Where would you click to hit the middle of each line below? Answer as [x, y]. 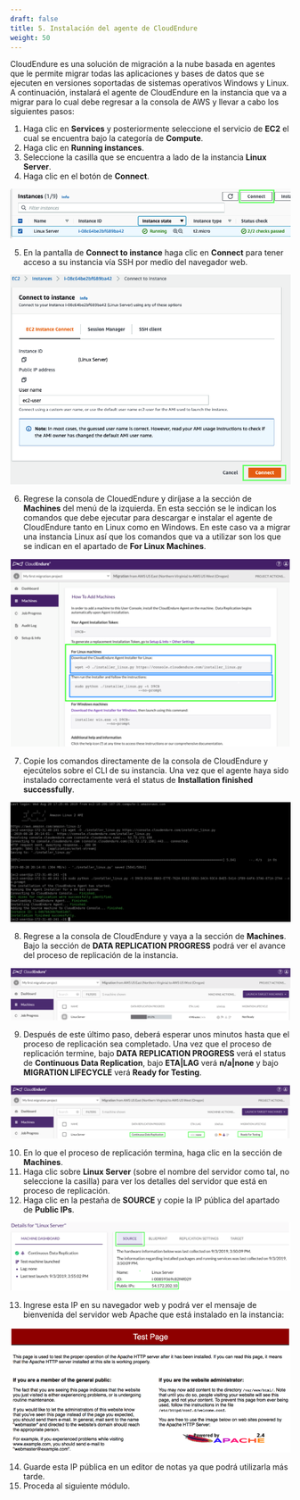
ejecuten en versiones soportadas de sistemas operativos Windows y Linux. [150, 83]
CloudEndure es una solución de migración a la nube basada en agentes [143, 64]
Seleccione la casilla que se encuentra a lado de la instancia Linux [145, 157]
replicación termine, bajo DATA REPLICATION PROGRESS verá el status [154, 1054]
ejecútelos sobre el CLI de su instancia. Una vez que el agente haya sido [156, 770]
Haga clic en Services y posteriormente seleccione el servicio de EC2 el [156, 129]
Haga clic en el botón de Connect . [86, 176]
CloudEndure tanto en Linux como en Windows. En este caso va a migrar [157, 527]
